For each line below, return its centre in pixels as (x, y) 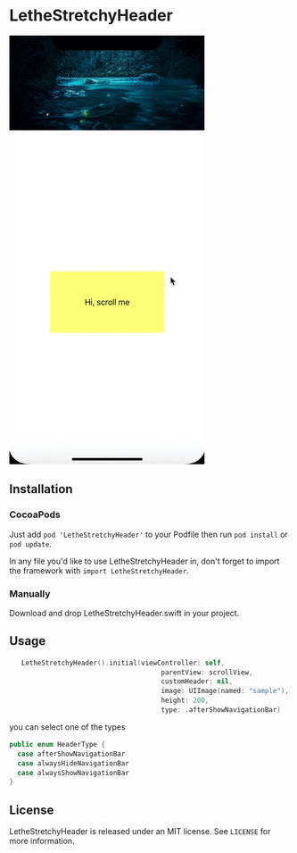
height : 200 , (185, 701)
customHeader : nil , (197, 682)
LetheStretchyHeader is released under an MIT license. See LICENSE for (140, 832)
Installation (41, 489)
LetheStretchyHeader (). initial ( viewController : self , (123, 663)
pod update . (30, 544)
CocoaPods (35, 514)
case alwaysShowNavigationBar (73, 773)
